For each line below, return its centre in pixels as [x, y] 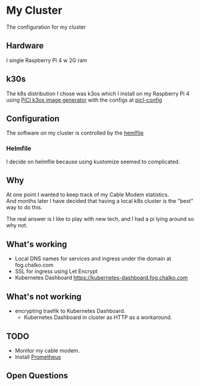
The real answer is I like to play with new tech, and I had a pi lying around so [100, 219]
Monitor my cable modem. [47, 350]
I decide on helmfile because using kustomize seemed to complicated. [93, 162]
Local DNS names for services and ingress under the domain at [93, 259]
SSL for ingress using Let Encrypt [56, 271]
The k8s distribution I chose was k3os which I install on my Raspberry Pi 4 [98, 93]
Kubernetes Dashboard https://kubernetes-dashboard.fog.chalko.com [101, 278]
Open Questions [37, 376]
